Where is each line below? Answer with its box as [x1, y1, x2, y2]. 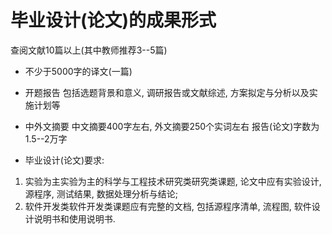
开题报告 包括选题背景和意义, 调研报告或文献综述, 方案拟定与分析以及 [24, 86, 310, 98]
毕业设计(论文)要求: [24, 154, 105, 166]
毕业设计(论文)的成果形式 [10, 9, 217, 32]
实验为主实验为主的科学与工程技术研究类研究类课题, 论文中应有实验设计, [24, 175, 322, 187]
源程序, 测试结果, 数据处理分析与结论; [24, 187, 178, 200]
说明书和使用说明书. [33, 212, 116, 225]
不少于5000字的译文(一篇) [24, 65, 133, 77]
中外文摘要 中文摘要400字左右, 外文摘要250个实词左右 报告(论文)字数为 [24, 120, 320, 132]
